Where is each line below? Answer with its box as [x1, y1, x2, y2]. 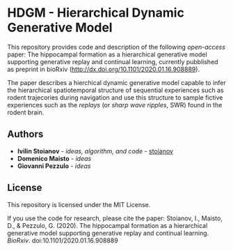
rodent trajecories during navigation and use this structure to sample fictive [7, 93, 223, 102]
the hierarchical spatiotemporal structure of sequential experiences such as [7, 86, 224, 94]
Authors [7, 128, 44, 140]
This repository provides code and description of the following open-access [7, 43, 226, 51]
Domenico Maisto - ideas [17, 154, 92, 162]
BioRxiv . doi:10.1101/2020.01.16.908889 [7, 236, 118, 245]
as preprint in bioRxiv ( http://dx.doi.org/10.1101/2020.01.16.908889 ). [7, 65, 200, 73]
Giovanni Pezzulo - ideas [17, 162, 91, 170]
